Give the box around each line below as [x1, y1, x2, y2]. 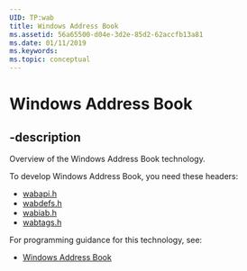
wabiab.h [22, 208, 57, 218]
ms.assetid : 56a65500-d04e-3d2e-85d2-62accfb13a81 [9, 30, 204, 39]
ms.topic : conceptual [9, 55, 91, 64]
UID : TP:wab [9, 13, 54, 23]
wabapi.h [22, 188, 57, 199]
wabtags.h [22, 217, 62, 228]
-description [9, 130, 81, 145]
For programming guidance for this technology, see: [9, 235, 203, 245]
